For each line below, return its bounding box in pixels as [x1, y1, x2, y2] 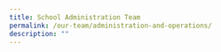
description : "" [9, 29, 69, 38]
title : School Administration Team [9, 12, 141, 22]
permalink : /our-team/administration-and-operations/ [9, 21, 213, 30]
